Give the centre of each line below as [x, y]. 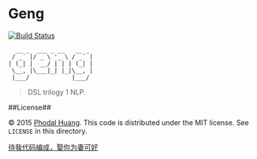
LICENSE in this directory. [48, 131]
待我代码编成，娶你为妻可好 [53, 147]
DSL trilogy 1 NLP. [56, 92]
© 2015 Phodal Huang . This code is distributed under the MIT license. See [129, 122]
